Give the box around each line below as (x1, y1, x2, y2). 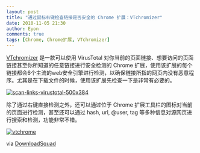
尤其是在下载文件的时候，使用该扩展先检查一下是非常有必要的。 (16, 76, 175, 84)
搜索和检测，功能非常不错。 (11, 116, 80, 123)
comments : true (6, 31, 45, 37)
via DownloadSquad (6, 140, 56, 147)
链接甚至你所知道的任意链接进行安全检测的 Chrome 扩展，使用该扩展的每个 (6, 61, 193, 69)
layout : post (6, 8, 39, 15)
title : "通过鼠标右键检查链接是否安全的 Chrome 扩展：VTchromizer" (6, 14, 163, 20)
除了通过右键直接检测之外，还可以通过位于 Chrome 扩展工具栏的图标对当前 (6, 101, 193, 108)
